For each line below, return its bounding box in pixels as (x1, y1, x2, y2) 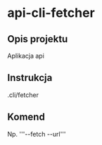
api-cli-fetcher (7, 5, 95, 21)
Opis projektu (7, 33, 68, 45)
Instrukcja (7, 72, 53, 84)
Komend (7, 111, 46, 123)
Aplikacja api (7, 51, 44, 60)
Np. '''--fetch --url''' (7, 130, 66, 138)
